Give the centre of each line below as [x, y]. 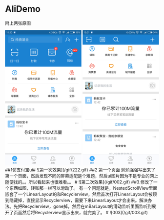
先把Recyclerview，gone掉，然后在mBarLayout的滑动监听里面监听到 [83, 206]
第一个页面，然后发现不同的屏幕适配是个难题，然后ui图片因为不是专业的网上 [82, 176]
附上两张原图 [18, 23]
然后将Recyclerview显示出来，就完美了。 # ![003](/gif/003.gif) [85, 213]
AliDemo [23, 9]
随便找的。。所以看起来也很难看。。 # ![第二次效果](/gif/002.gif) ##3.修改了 [79, 182]
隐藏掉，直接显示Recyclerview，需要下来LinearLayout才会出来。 [74, 200]
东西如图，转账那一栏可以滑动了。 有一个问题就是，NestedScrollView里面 [83, 188]
